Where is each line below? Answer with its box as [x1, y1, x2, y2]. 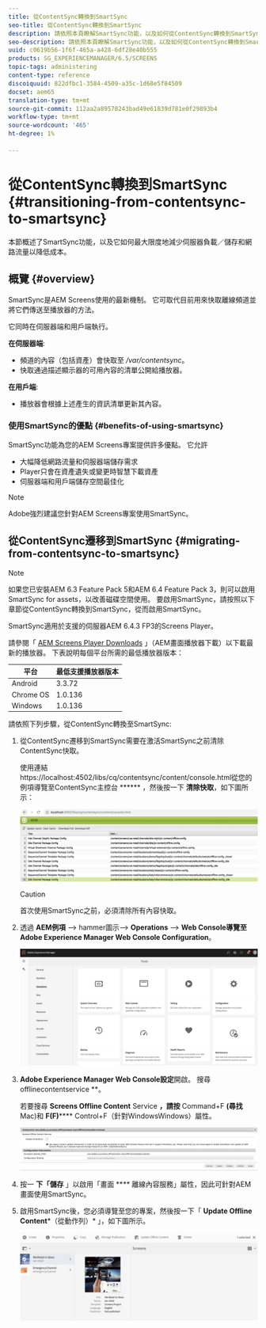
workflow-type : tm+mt [8, 113, 80, 121]
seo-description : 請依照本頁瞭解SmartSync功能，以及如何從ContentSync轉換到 [8, 38, 245, 46]
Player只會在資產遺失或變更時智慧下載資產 [19, 466, 158, 476]
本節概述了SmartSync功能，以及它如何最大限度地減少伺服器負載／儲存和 [8, 237, 245, 246]
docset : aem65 [8, 88, 55, 96]
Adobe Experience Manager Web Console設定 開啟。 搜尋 [19, 1074, 211, 1084]
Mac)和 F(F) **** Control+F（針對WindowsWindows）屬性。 [19, 1111, 216, 1121]
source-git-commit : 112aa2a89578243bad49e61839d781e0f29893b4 [8, 105, 218, 112]
